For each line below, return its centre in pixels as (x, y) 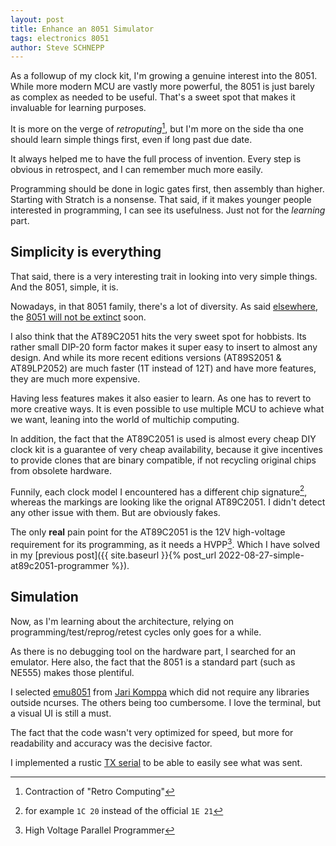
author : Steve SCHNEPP (57, 47)
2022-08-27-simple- (261, 555)
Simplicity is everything (86, 252)
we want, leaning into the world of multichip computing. (125, 419)
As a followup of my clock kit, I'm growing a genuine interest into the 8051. (164, 76)
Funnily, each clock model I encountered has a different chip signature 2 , (159, 491)
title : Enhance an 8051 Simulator (82, 29)
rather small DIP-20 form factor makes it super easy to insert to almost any (164, 347)
